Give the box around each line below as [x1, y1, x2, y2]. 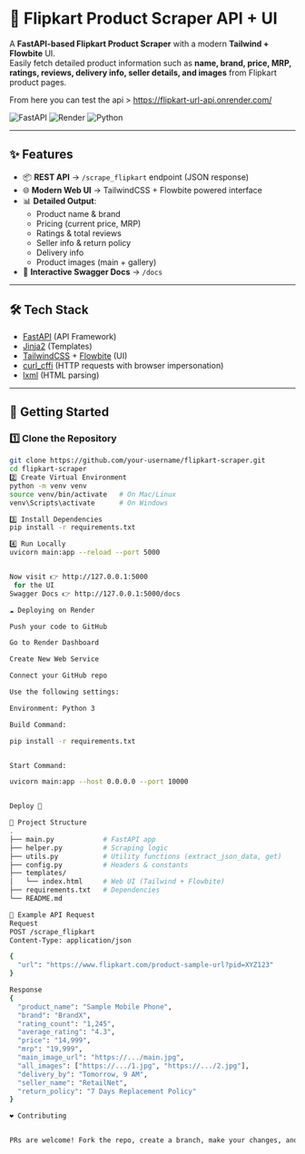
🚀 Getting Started [9, 404, 110, 419]
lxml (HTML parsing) [22, 370, 100, 380]
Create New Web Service [9, 655, 100, 664]
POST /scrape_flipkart [9, 927, 95, 936]
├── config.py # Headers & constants [9, 860, 189, 870]
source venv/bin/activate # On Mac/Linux [9, 489, 177, 498]
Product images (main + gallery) [35, 256, 157, 267]
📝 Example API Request [9, 910, 95, 920]
